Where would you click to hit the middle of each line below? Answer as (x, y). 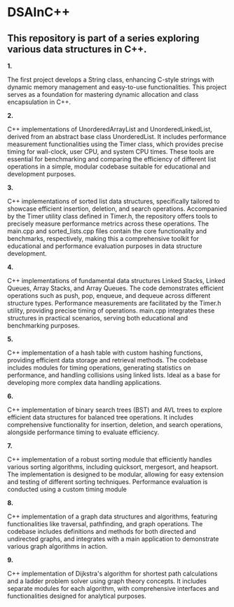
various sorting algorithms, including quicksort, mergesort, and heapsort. (113, 467)
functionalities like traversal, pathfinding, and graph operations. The (105, 524)
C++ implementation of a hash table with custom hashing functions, (105, 353)
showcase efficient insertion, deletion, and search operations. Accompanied (117, 209)
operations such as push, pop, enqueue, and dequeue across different (109, 295)
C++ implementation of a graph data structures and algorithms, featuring (112, 516)
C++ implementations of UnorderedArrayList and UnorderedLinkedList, (110, 129)
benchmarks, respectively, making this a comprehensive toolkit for (103, 239)
